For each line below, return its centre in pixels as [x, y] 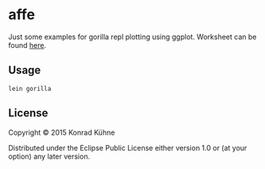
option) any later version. [49, 156]
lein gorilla [30, 88]
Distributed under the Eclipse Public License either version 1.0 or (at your [128, 147]
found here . [27, 45]
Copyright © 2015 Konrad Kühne [62, 132]
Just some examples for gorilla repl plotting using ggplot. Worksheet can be [132, 37]
